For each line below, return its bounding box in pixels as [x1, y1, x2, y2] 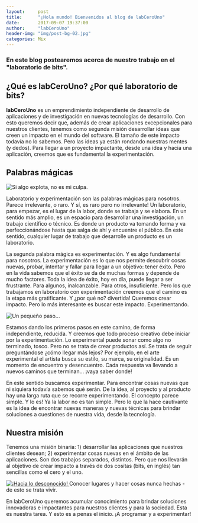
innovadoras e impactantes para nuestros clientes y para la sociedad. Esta [6, 504, 187, 511]
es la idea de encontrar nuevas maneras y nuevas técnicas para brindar [6, 404, 181, 412]
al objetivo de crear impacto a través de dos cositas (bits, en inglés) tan [6, 463, 180, 470]
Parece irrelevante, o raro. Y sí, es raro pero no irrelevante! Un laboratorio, [6, 201, 187, 208]
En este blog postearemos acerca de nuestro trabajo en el [6, 56, 175, 64]
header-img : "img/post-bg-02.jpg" [6, 31, 92, 37]
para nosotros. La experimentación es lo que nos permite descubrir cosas [6, 256, 186, 264]
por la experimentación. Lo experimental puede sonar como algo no [6, 336, 171, 344]
